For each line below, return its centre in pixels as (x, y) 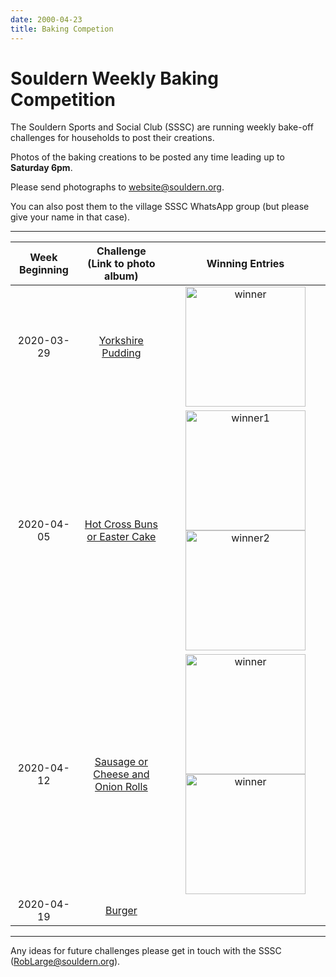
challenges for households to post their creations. (112, 138)
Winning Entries (245, 264)
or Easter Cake (121, 537)
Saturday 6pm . (41, 168)
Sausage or (121, 762)
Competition (63, 99)
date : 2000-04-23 (46, 19)
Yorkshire (121, 341)
